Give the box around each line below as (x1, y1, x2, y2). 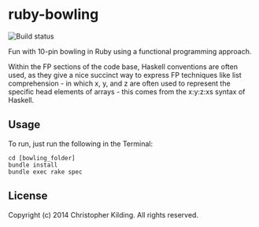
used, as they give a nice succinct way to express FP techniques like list (8, 70, 242, 79)
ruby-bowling (8, 5, 99, 24)
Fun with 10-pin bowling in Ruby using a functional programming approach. (8, 46, 252, 56)
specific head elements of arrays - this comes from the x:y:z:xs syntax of (8, 86, 246, 96)
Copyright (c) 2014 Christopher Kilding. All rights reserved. (8, 210, 199, 219)
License (8, 189, 48, 203)
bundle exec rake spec (8, 167, 83, 176)
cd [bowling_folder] (8, 154, 76, 162)
